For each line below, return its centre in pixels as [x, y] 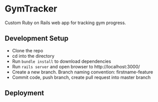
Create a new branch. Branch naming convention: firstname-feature [83, 72]
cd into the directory [33, 56]
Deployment [24, 93]
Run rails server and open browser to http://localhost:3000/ [76, 66]
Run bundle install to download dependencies [62, 61]
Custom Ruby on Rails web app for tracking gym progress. [65, 23]
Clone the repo [28, 50]
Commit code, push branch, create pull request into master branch [81, 77]
